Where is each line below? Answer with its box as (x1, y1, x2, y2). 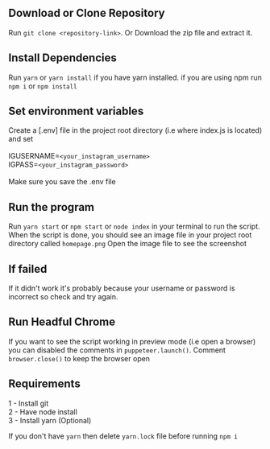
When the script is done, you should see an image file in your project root (8, 230, 252, 240)
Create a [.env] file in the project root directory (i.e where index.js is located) (8, 126, 263, 135)
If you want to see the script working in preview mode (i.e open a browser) (8, 336, 256, 346)
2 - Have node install (8, 406, 78, 417)
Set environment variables (8, 105, 144, 118)
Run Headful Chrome (8, 315, 116, 329)
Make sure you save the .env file (8, 177, 116, 187)
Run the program (8, 200, 95, 214)
